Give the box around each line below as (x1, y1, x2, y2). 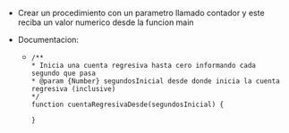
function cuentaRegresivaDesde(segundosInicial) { (30, 100, 225, 109)
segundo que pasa (30, 69, 97, 78)
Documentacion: (17, 35, 79, 45)
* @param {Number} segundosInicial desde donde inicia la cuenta (30, 77, 280, 86)
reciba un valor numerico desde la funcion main (17, 17, 194, 28)
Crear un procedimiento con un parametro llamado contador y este (17, 8, 266, 18)
